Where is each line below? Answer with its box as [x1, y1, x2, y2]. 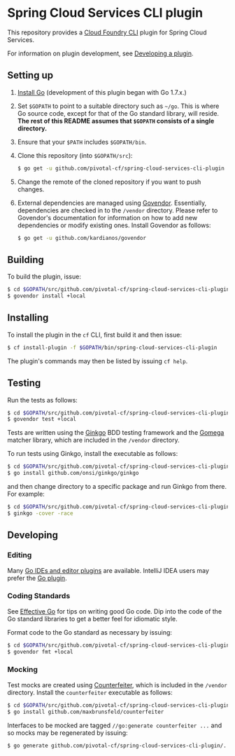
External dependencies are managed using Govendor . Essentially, [17, 198, 207, 207]
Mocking [7, 665, 38, 675]
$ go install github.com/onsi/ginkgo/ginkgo [7, 470, 139, 477]
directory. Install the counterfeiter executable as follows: [7, 688, 173, 696]
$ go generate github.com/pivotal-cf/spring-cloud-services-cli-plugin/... [7, 742, 233, 749]
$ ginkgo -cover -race [7, 510, 73, 517]
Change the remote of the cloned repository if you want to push [17, 177, 201, 186]
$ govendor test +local [7, 416, 77, 423]
